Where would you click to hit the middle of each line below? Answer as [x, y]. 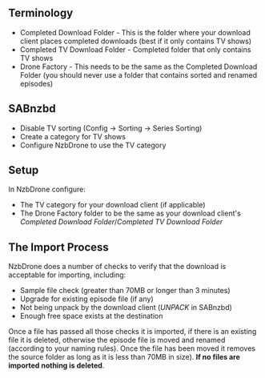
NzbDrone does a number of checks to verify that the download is [117, 267]
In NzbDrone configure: [47, 189]
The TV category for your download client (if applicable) [112, 205]
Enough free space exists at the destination [91, 316]
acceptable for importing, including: [67, 275]
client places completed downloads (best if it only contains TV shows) [136, 41]
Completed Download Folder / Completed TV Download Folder [121, 222]
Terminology [41, 13]
